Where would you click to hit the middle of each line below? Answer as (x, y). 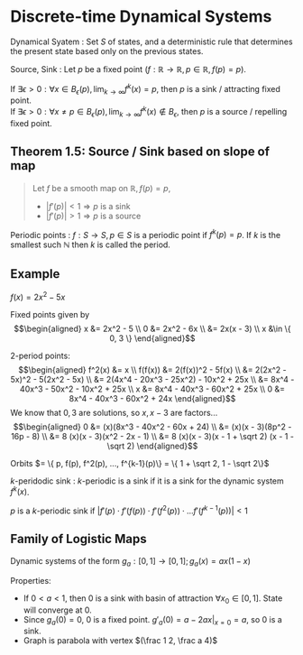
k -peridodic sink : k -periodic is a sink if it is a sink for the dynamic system (147, 481)
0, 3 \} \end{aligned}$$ (152, 338)
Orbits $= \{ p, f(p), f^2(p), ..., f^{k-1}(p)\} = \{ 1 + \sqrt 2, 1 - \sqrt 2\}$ (140, 463)
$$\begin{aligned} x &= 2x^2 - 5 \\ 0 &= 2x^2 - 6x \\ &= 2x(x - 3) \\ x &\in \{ (152, 328)
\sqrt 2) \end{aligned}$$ (152, 446)
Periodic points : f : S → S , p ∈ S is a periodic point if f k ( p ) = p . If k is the (146, 234)
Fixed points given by (50, 314)
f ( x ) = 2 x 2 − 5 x (38, 296)
